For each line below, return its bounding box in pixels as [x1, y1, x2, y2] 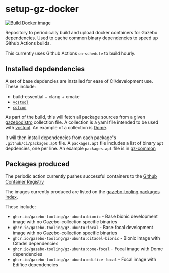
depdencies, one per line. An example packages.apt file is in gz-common [5, 145, 156, 151]
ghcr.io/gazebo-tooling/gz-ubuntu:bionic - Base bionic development [12, 213, 158, 219]
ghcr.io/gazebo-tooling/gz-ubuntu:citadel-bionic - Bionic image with [12, 235, 160, 241]
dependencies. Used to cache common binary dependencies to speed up [5, 35, 158, 41]
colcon [12, 105, 27, 110]
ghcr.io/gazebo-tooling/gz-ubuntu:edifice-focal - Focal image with [12, 256, 156, 262]
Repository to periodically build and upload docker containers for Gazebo [5, 29, 158, 35]
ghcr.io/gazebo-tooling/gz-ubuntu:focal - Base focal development [12, 224, 154, 230]
